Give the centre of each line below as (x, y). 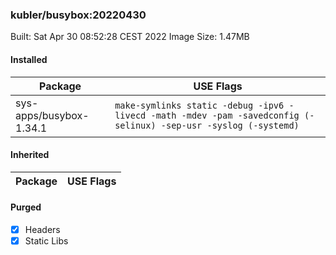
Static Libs (46, 240)
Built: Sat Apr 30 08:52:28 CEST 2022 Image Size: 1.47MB (130, 37)
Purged (26, 207)
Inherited (30, 155)
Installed (29, 59)
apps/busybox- (52, 115)
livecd (130, 115)
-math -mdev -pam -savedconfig (225, 115)
